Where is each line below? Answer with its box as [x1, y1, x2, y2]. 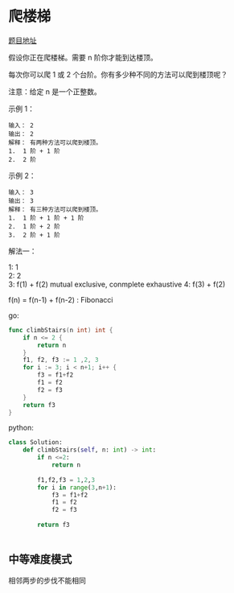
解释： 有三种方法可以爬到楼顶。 [8, 205, 102, 213]
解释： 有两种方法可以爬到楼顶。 [8, 138, 102, 146]
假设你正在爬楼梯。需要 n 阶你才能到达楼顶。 [8, 52, 158, 62]
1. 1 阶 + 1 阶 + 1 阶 [8, 214, 84, 222]
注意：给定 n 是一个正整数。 [8, 86, 102, 97]
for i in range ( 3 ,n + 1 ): [37, 484, 117, 492]
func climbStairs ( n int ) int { [8, 326, 113, 334]
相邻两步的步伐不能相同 [8, 575, 86, 585]
